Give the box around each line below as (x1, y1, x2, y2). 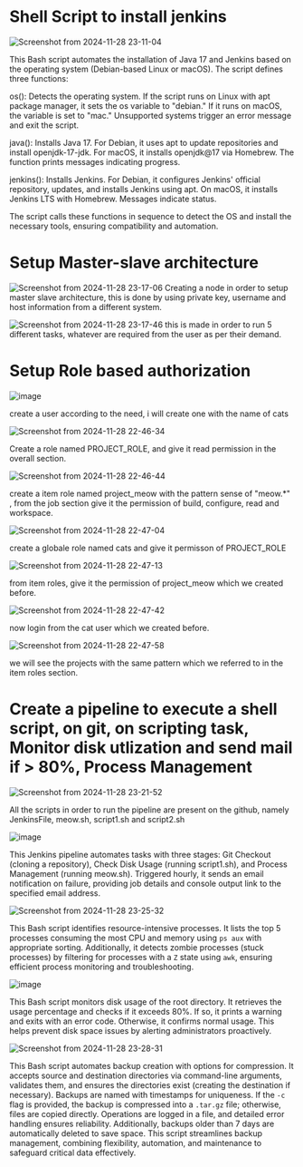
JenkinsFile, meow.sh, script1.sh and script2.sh (9, 813, 185, 824)
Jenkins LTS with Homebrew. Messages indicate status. (9, 193, 217, 204)
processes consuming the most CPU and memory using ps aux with (9, 932, 262, 943)
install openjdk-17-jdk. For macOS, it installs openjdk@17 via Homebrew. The (9, 147, 295, 158)
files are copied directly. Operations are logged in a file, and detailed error (9, 1108, 285, 1119)
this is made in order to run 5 (165, 319, 272, 330)
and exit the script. (9, 120, 80, 131)
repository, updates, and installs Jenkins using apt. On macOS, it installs (9, 183, 279, 194)
